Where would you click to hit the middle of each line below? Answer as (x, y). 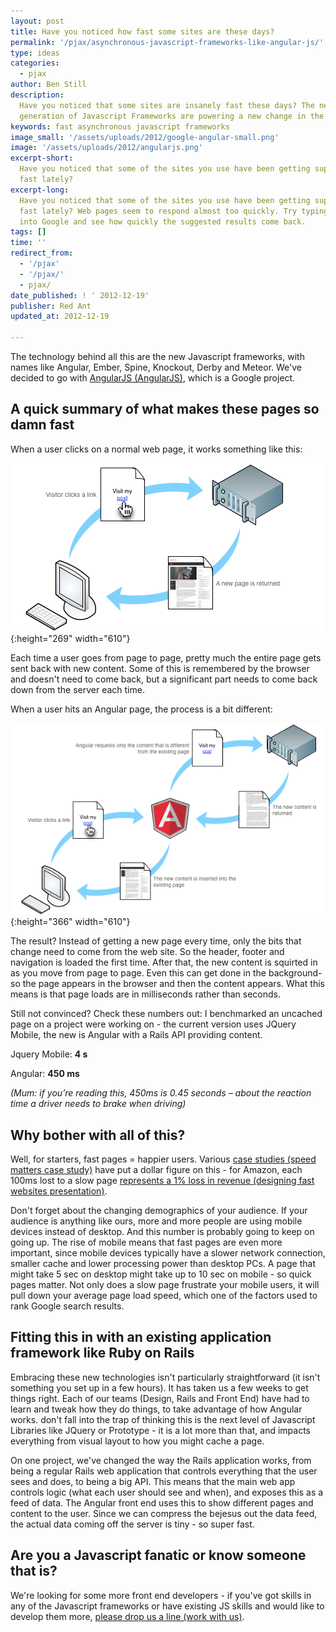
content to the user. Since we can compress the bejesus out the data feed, (164, 1513)
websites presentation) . (59, 1191)
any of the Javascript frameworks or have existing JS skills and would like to (167, 1606)
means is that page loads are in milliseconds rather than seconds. (145, 994)
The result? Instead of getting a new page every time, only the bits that (156, 941)
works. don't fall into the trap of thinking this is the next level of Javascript (163, 1419)
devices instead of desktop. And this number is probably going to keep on (162, 1232)
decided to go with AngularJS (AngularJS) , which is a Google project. (153, 378)
